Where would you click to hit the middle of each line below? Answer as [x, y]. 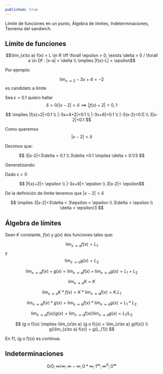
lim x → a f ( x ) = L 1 [82, 245]
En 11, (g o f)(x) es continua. [33, 339]
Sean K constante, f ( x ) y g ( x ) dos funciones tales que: [59, 235]
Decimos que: [19, 146]
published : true [21, 9]
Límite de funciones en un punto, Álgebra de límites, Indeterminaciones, [77, 23]
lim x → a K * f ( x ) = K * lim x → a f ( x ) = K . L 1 [82, 293]
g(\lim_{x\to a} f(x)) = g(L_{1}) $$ [82, 329]
